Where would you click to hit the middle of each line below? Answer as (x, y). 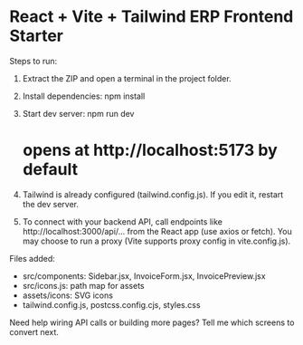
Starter (36, 36)
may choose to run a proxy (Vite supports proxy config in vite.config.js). (156, 241)
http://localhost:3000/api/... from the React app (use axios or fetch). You (157, 231)
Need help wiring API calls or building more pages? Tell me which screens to (152, 322)
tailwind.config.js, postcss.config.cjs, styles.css (111, 304)
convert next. (34, 331)
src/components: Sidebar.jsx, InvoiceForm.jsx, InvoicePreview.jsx (144, 276)
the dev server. (51, 204)
